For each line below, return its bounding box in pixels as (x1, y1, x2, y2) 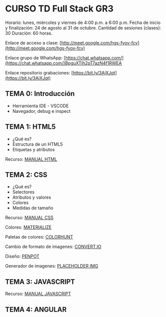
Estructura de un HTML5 (12, 141, 63, 147)
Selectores (12, 189, 35, 195)
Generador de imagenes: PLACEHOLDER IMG (5, 263, 98, 269)
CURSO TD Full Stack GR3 (5, 3, 114, 14)
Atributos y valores (12, 194, 51, 200)
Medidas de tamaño (12, 205, 54, 211)
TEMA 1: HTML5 (5, 123, 56, 131)
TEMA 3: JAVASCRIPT (5, 278, 76, 286)
